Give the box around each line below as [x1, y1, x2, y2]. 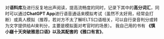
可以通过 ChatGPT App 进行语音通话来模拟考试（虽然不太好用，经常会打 [9, 11, 154, 16]
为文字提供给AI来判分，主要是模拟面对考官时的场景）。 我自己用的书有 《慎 [5, 23, 156, 28]
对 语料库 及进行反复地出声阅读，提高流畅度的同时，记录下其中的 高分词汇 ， [5, 5, 155, 10]
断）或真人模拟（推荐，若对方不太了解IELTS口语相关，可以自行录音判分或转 [5, 17, 158, 22]
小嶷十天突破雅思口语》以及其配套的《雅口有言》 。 [5, 29, 106, 34]
